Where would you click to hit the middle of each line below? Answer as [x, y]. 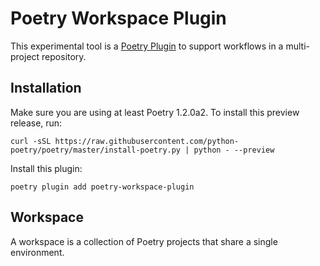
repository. [64, 56]
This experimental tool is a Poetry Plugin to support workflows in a [147, 46]
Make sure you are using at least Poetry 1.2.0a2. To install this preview [155, 112]
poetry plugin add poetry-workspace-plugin [102, 187]
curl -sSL [31, 141]
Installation [46, 88]
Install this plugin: [46, 168]
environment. [37, 252]
